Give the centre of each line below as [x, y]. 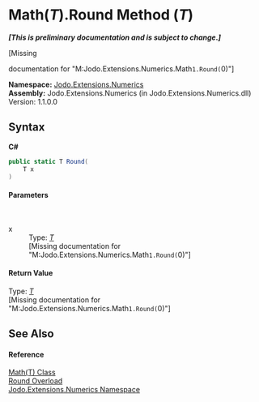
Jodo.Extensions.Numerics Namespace [74, 390]
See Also [31, 334]
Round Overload [36, 381]
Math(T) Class [32, 372]
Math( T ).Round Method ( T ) [101, 15]
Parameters [28, 195]
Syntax [27, 127]
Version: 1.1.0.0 [33, 101]
